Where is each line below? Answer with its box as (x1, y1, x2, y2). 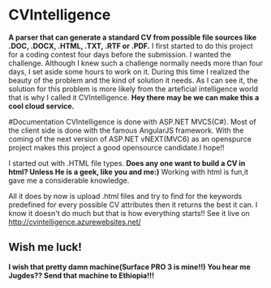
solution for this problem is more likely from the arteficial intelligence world (8, 83, 258, 94)
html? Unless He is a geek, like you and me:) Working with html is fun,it (8, 167, 249, 176)
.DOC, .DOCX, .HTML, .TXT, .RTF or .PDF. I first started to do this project (8, 40, 253, 50)
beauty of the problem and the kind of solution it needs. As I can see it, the (8, 75, 258, 85)
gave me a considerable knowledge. (8, 176, 130, 185)
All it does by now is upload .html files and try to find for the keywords (8, 191, 243, 201)
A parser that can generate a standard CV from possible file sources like (8, 32, 257, 42)
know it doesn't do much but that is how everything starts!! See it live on (8, 208, 250, 218)
